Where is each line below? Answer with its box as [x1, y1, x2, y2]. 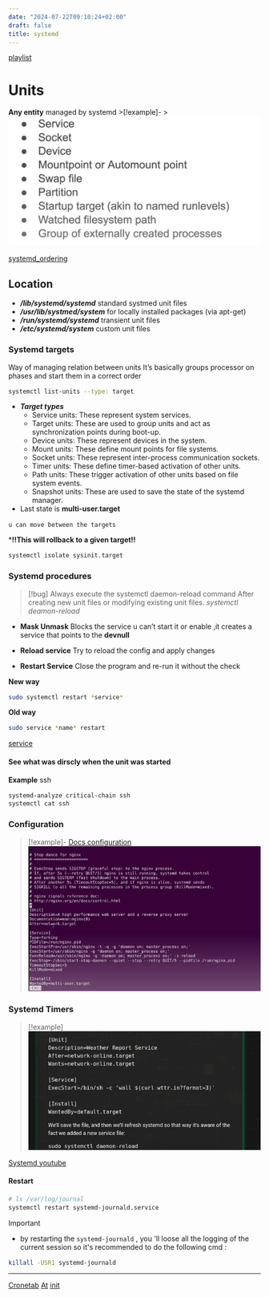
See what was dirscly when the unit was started [8, 756, 171, 766]
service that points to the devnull [19, 630, 130, 639]
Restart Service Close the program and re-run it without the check [19, 661, 241, 671]
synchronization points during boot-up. [31, 428, 162, 437]
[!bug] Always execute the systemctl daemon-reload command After [27, 589, 255, 598]
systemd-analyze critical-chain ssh [8, 791, 130, 800]
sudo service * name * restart [8, 724, 106, 732]
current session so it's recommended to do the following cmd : [19, 1242, 227, 1251]
